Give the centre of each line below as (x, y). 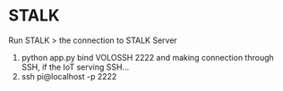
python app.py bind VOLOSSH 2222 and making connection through (147, 57)
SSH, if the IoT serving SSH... (75, 67)
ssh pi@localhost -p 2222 (69, 76)
